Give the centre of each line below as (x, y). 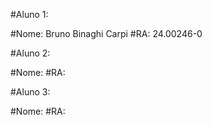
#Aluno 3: (30, 92)
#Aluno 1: (29, 14)
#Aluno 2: (30, 53)
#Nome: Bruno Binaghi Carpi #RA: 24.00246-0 (106, 33)
